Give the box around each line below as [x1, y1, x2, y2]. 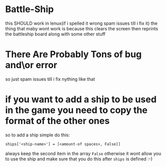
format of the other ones [5, 115, 110, 127]
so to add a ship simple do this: [5, 132, 70, 138]
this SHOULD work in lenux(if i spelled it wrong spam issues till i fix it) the [5, 20, 158, 26]
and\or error [5, 60, 58, 71]
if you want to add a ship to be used [5, 94, 157, 105]
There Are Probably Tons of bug [5, 49, 142, 60]
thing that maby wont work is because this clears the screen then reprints [5, 25, 158, 31]
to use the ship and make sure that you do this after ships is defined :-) [5, 155, 153, 162]
